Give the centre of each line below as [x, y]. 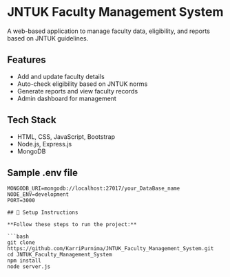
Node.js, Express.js [44, 144]
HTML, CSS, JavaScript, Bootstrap [66, 136]
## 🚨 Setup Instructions [43, 213]
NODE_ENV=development [38, 195]
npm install [24, 261]
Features [27, 60]
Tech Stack [32, 120]
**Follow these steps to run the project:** [72, 225]
